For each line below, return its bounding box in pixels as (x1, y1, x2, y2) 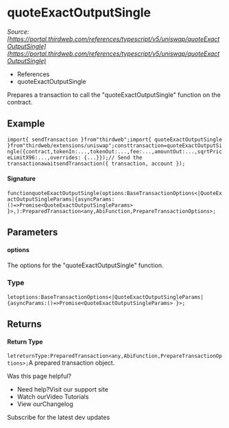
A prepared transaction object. (28, 359, 115, 367)
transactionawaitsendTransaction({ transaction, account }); (7, 160, 186, 167)
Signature (7, 174, 36, 183)
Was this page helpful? (7, 372, 72, 381)
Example (7, 118, 45, 130)
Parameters (7, 227, 58, 238)
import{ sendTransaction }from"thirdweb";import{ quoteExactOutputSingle (7, 136, 223, 143)
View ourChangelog (16, 400, 73, 408)
